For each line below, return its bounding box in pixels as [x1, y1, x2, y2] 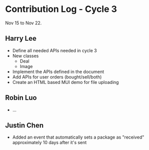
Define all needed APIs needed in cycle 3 [12, 47, 97, 53]
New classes [12, 53, 39, 59]
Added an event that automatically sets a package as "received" [12, 134, 145, 140]
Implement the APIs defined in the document [12, 69, 105, 75]
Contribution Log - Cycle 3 [5, 3, 117, 15]
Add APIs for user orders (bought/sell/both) [12, 74, 102, 80]
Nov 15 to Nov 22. [5, 20, 42, 26]
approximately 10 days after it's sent [12, 140, 87, 146]
